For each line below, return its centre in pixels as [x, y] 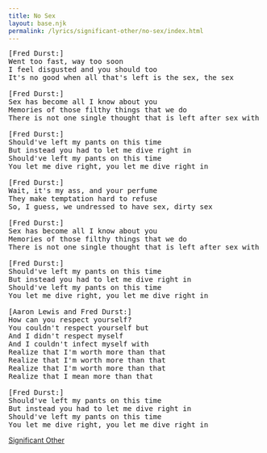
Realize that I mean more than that [81, 377]
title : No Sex [32, 16]
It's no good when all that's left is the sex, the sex [121, 78]
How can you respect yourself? [70, 320]
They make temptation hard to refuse [83, 199]
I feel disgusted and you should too [83, 70]
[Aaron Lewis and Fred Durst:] [70, 312]
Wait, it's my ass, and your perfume [83, 191]
